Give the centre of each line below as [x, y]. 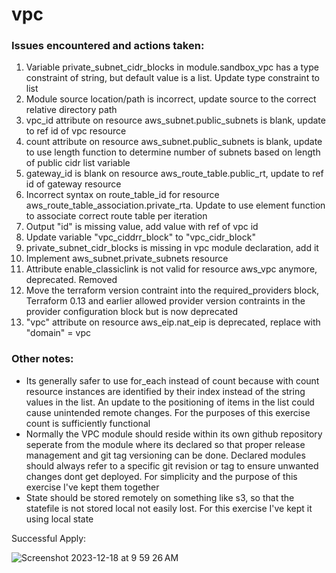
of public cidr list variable [78, 163]
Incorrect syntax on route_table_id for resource [122, 195]
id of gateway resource [73, 184]
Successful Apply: [49, 538]
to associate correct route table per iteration [116, 216]
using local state [59, 519]
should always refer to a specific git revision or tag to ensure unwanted [172, 465]
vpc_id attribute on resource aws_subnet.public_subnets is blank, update [175, 120]
